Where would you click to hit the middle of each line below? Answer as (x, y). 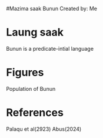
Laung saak (35, 32)
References (35, 113)
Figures (25, 73)
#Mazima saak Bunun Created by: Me (51, 9)
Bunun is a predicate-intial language (50, 48)
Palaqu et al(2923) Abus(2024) (44, 129)
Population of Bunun (31, 88)
